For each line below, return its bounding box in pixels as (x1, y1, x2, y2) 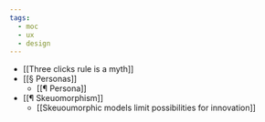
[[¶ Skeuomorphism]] (22, 93, 103, 104)
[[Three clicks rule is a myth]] (22, 64, 134, 75)
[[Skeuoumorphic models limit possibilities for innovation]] (36, 102, 256, 114)
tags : (9, 13, 30, 23)
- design (17, 38, 51, 48)
